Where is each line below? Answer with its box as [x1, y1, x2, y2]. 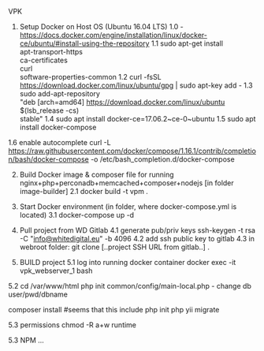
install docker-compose [19, 122, 97, 132]
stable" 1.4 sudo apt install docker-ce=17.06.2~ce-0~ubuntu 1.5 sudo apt [19, 114, 256, 123]
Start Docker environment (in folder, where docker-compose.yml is [19, 202, 237, 211]
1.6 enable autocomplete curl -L [8, 138, 112, 147]
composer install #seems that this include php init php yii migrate [8, 305, 220, 314]
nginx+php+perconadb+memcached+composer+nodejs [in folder [19, 178, 234, 188]
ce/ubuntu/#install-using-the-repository [19, 39, 150, 48]
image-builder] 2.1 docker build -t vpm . [19, 187, 148, 196]
